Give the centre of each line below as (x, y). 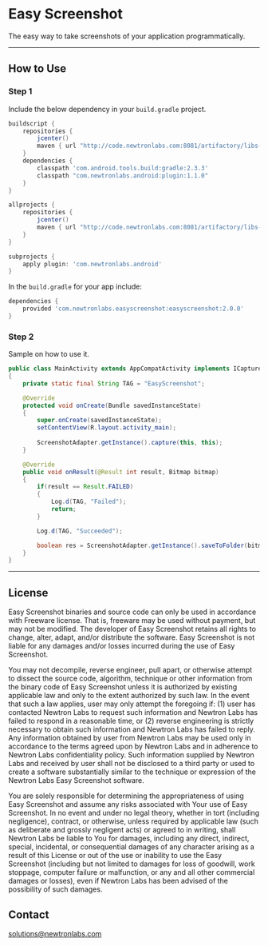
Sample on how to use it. (49, 354)
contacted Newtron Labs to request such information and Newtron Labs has (133, 712)
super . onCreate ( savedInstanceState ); (99, 421)
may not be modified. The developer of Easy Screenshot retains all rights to (132, 629)
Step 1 (20, 91)
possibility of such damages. (55, 889)
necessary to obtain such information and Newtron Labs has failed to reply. (132, 729)
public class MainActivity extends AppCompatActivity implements (119, 369)
